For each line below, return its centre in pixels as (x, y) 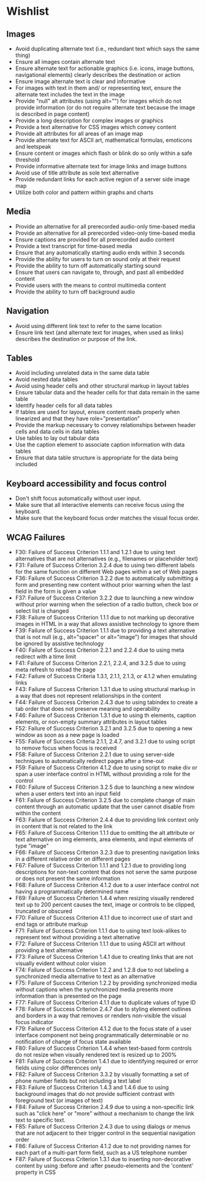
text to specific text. (40, 1120)
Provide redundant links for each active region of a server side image (102, 179)
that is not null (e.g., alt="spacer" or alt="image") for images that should (106, 637)
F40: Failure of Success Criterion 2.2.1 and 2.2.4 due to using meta (100, 650)
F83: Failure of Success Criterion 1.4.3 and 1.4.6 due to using (92, 1087)
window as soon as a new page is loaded (67, 735)
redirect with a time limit (46, 657)
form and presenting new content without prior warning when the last (103, 585)
